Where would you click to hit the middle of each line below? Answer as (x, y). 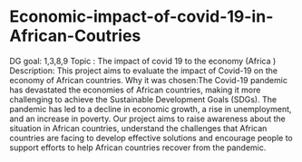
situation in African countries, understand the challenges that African (138, 128)
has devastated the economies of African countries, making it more (135, 90)
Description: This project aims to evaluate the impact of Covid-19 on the (144, 71)
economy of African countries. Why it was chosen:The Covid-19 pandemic (149, 80)
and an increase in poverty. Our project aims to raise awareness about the (147, 119)
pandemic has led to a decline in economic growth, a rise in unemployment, (151, 109)
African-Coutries (75, 36)
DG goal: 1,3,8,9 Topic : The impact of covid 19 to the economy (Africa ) (143, 61)
